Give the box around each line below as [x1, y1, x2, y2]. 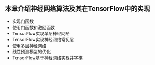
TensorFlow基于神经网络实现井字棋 [12, 55, 83, 61]
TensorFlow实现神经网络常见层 [12, 36, 74, 42]
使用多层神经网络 [12, 43, 47, 49]
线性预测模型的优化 [12, 49, 51, 54]
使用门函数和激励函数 [12, 24, 55, 30]
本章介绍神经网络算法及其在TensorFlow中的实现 [5, 4, 150, 13]
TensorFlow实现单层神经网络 [12, 31, 70, 36]
